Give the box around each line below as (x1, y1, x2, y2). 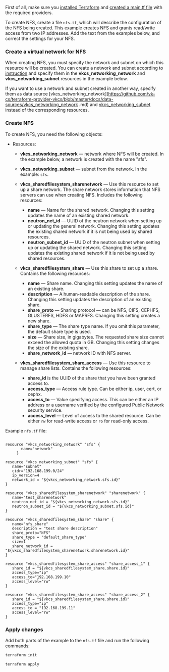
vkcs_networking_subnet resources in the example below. (5, 76, 128, 82)
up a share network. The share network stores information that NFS (20, 186, 160, 193)
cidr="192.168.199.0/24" (12, 468, 65, 473)
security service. (27, 407, 63, 413)
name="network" (21, 446, 53, 451)
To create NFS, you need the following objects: (5, 131, 103, 137)
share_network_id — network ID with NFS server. (27, 350, 132, 356)
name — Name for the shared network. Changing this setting (27, 207, 155, 213)
